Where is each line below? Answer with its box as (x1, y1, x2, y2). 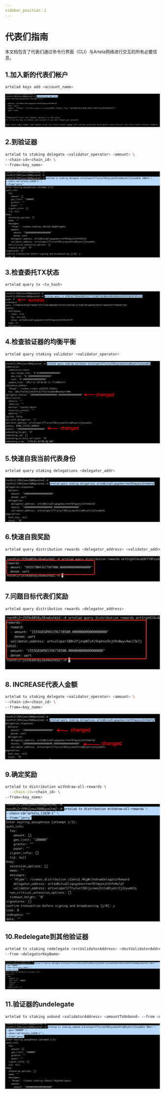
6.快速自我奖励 (5, 533, 51, 541)
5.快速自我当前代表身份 (5, 454, 76, 463)
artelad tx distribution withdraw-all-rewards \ (5, 784, 107, 789)
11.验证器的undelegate (5, 1000, 75, 1009)
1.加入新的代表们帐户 (5, 71, 69, 79)
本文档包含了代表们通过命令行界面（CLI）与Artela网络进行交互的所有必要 (5, 48, 153, 54)
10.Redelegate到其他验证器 (5, 932, 89, 941)
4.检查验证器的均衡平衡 (5, 338, 76, 346)
